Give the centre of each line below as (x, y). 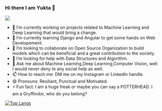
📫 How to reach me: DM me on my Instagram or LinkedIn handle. (78, 74)
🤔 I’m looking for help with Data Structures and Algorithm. (70, 58)
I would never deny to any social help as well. (58, 69)
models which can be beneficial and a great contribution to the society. (83, 54)
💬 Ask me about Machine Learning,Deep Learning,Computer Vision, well (85, 64)
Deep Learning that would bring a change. (54, 33)
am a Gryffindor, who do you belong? (50, 94)
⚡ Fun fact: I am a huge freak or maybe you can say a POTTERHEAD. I (82, 87)
